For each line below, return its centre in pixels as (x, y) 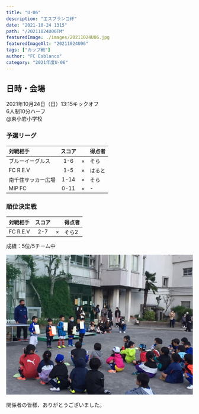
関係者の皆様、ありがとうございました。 (55, 405)
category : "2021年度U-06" (37, 62)
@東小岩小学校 (24, 119)
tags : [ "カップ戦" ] (28, 50)
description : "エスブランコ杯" (41, 19)
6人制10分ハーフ (26, 111)
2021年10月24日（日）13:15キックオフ (52, 104)
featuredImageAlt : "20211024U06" (47, 44)
